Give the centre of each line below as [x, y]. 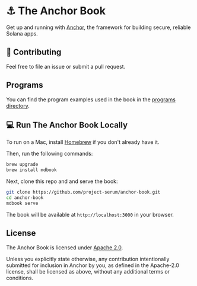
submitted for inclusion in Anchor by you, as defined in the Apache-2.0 [93, 265]
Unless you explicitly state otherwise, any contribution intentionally [88, 259]
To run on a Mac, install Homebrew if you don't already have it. [83, 142]
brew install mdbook [32, 170]
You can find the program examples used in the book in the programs [91, 99]
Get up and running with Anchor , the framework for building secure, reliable [99, 27]
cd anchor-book [25, 198]
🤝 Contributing [34, 52]
